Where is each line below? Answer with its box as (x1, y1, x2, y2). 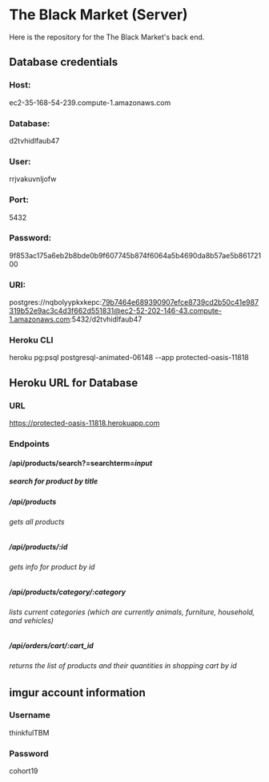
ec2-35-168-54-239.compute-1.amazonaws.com (9, 98, 171, 107)
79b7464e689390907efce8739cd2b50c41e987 (102, 298, 259, 307)
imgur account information (9, 686, 147, 699)
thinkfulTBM (9, 727, 50, 737)
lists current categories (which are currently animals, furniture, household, (9, 607, 255, 617)
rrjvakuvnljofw (9, 174, 57, 184)
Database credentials (9, 55, 118, 69)
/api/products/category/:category (9, 587, 126, 597)
